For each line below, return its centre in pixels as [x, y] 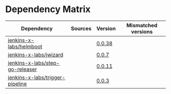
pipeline [17, 83]
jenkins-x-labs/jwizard [36, 55]
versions [142, 31]
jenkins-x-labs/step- [34, 63]
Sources [81, 28]
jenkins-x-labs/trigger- [37, 77]
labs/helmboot [25, 46]
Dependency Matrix [48, 9]
